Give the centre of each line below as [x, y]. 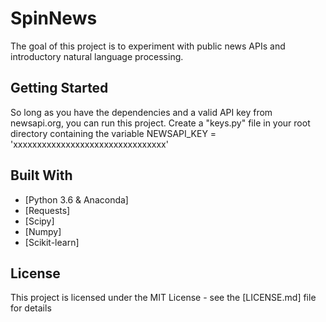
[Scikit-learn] [52, 242]
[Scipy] [39, 221]
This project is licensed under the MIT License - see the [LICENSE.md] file [163, 298]
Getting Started [59, 88]
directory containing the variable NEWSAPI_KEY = [113, 133]
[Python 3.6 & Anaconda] [76, 199]
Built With [41, 175]
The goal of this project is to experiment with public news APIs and [148, 46]
